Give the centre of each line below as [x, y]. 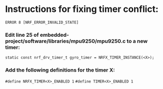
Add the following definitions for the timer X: [60, 70]
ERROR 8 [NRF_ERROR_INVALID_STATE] [42, 22]
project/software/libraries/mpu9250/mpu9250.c [65, 41]
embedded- [54, 35]
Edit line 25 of [22, 35]
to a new [137, 41]
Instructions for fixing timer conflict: [82, 9]
